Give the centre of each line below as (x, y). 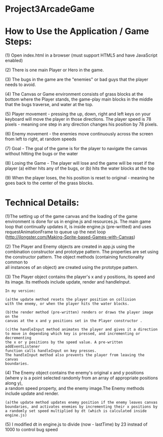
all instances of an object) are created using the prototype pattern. (72, 267)
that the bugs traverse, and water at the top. (49, 105)
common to (17, 262)
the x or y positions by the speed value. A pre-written (64, 342)
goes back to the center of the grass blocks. (49, 183)
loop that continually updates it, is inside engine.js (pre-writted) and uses (78, 227)
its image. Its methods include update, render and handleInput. (68, 282)
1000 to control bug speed (32, 430)
